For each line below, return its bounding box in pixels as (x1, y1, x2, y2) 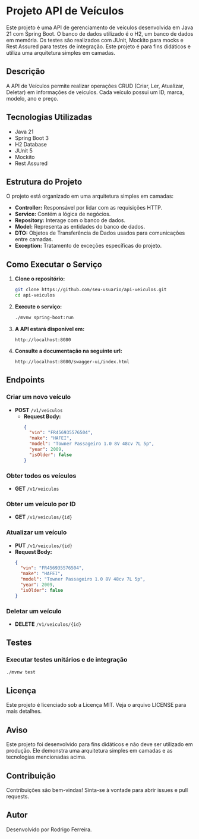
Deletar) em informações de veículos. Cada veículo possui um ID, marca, (6, 88, 184, 96)
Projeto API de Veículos (6, 4, 124, 18)
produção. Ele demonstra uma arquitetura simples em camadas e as (6, 747, 173, 754)
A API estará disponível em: (14, 325, 85, 332)
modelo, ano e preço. (6, 95, 58, 102)
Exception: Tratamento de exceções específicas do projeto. (14, 242, 162, 249)
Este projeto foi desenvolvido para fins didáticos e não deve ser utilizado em (6, 741, 193, 748)
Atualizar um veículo (6, 528, 67, 537)
